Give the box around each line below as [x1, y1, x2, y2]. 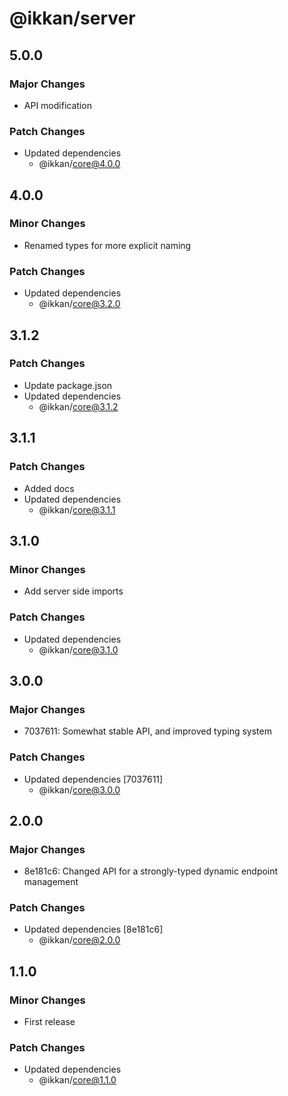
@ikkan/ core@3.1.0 [38, 643, 119, 656]
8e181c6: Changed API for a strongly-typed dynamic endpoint [23, 865, 279, 877]
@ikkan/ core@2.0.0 [38, 934, 121, 946]
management [23, 876, 79, 888]
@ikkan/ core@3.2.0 [38, 298, 121, 310]
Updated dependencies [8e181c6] [23, 923, 164, 936]
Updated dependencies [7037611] [23, 773, 164, 785]
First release [23, 1016, 76, 1028]
